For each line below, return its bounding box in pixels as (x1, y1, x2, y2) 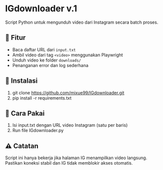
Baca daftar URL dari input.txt (12, 46, 76, 52)
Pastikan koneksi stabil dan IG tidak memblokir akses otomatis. (5, 160, 133, 166)
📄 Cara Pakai (5, 109, 45, 117)
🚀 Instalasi (5, 77, 38, 85)
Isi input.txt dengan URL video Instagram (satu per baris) (12, 122, 128, 128)
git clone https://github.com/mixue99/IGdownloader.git (12, 90, 124, 96)
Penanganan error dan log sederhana (12, 62, 89, 68)
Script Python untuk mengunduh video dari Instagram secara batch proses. (5, 19, 159, 25)
